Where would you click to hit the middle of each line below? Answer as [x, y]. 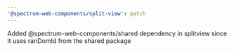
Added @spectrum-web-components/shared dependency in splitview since [117, 33]
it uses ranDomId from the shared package [69, 41]
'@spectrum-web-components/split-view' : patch [77, 14]
